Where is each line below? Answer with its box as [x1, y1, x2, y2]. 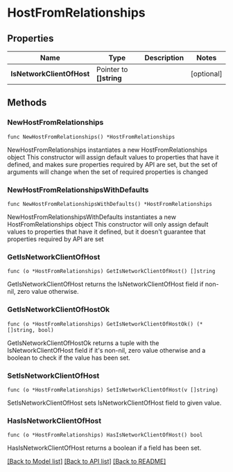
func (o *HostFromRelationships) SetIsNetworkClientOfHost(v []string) [7, 386, 218, 393]
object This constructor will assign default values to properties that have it [7, 152, 219, 161]
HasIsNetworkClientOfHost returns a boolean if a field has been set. [7, 444, 202, 452]
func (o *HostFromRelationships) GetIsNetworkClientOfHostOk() [7, 320, 194, 327]
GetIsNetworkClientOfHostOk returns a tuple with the [7, 338, 159, 347]
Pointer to [96, 64, 128, 74]
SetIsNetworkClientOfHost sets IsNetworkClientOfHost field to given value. [7, 399, 222, 407]
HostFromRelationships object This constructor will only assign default [7, 220, 209, 228]
